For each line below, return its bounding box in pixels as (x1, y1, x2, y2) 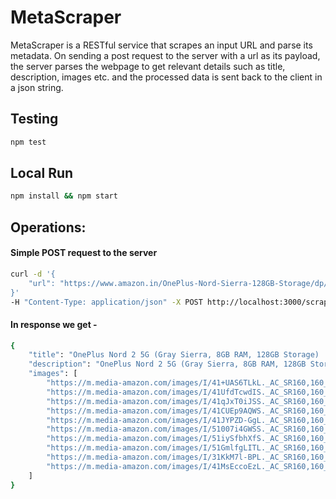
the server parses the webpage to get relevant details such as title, (10, 60, 286, 72)
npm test (10, 137, 47, 147)
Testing (10, 111, 59, 128)
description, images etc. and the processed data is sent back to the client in (10, 71, 323, 83)
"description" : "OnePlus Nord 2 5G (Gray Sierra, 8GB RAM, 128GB (28, 359, 307, 370)
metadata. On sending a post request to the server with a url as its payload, (10, 49, 321, 61)
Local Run (10, 165, 74, 182)
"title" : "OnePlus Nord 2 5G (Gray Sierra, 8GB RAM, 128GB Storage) (28, 350, 320, 360)
